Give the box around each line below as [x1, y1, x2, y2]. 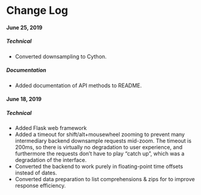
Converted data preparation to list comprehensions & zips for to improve [14, 176, 195, 183]
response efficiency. [14, 182, 66, 190]
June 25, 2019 [6, 23, 43, 31]
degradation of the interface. [14, 156, 87, 164]
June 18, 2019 [6, 96, 42, 103]
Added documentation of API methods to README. [14, 82, 142, 89]
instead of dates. [14, 169, 57, 176]
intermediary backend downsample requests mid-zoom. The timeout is [14, 137, 192, 144]
